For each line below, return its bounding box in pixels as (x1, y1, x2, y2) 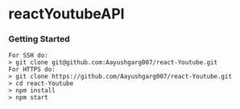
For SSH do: (8, 51, 48, 60)
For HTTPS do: (8, 66, 56, 74)
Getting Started (8, 34, 70, 45)
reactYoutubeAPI (8, 5, 125, 23)
